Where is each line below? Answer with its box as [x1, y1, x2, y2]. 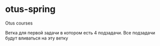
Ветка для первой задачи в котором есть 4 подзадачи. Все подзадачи [5, 29, 156, 35]
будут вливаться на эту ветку [5, 35, 68, 41]
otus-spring [5, 3, 56, 15]
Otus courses [5, 20, 33, 26]
